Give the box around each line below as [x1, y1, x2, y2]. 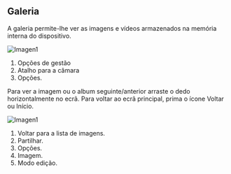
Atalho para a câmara [17, 66, 80, 74]
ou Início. [7, 101, 34, 110]
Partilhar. [17, 136, 44, 145]
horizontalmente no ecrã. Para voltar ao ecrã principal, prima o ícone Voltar [7, 94, 224, 103]
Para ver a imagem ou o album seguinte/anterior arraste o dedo [7, 87, 190, 95]
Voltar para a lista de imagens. [17, 129, 106, 137]
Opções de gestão [17, 59, 71, 67]
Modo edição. [17, 159, 58, 167]
